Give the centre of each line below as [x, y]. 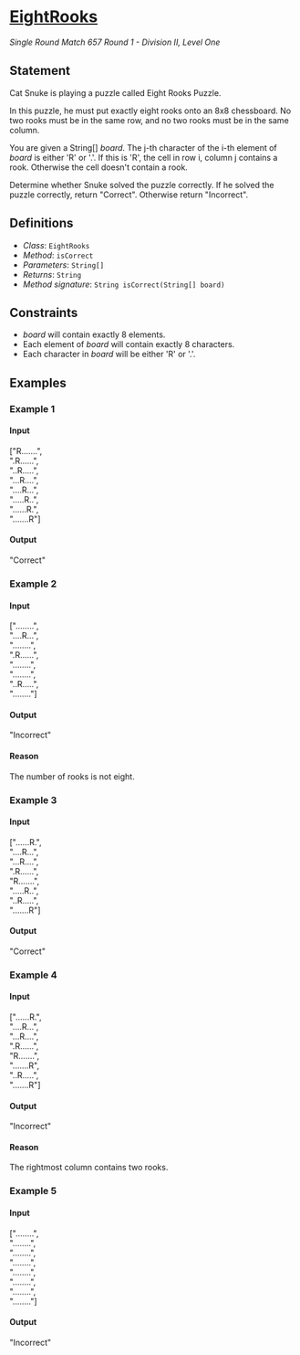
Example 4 [33, 975]
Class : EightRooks [56, 245]
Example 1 [32, 408]
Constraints [44, 312]
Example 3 [33, 799]
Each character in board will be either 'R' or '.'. [109, 355]
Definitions [41, 223]
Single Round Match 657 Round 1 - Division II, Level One [115, 42]
